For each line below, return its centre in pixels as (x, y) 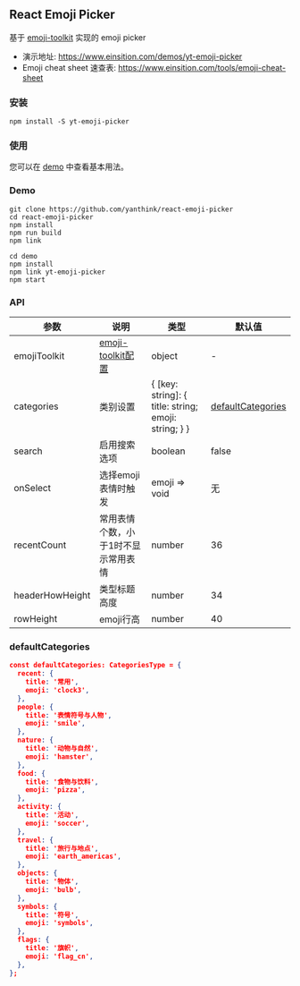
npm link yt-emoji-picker (57, 272)
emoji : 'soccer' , (58, 823)
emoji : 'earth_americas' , (74, 857)
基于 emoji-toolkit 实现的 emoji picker (78, 37)
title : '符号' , (52, 915)
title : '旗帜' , (52, 948)
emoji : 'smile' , (56, 724)
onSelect (33, 488)
